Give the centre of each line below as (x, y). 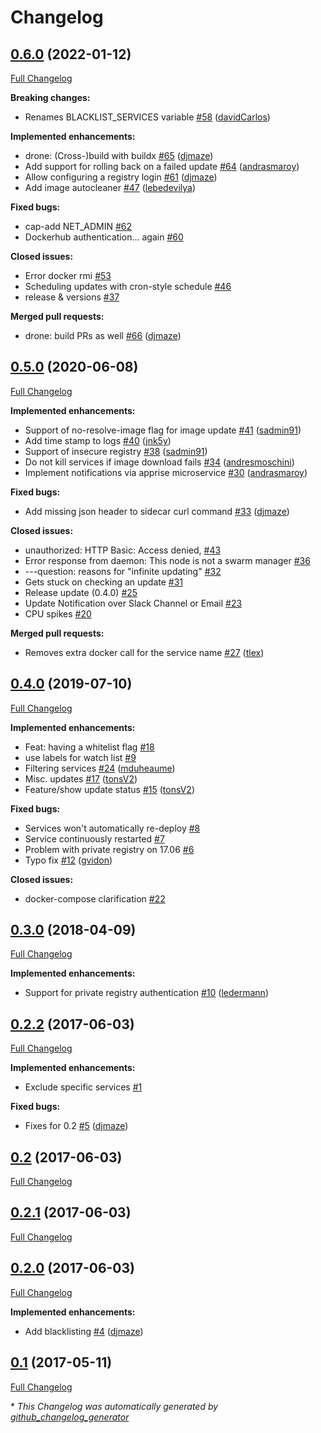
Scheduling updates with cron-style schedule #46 (128, 286)
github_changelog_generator (70, 1417)
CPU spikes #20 (58, 613)
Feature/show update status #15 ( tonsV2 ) (109, 789)
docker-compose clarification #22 (95, 898)
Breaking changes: (50, 97)
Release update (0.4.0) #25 (81, 592)
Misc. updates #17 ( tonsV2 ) (81, 778)
